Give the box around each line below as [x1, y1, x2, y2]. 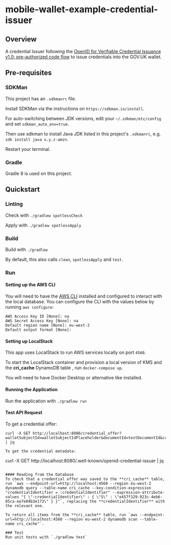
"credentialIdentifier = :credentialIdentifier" [5, 490, 110, 495]
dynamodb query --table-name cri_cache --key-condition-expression [5, 485, 152, 490]
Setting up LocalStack [5, 338, 53, 344]
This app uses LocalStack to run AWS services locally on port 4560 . [5, 349, 146, 356]
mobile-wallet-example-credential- [5, 4, 158, 15]
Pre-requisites [5, 69, 52, 77]
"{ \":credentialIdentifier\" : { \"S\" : [21, 494, 113, 499]
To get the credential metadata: [5, 448, 76, 453]
